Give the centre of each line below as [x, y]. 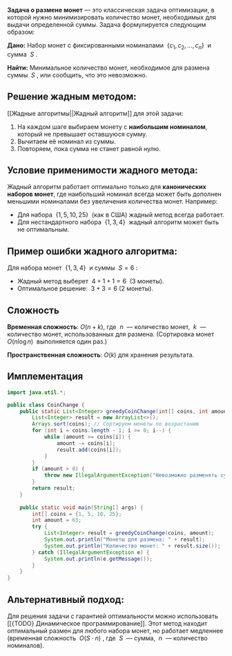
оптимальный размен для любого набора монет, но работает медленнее [115, 631]
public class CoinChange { [46, 405]
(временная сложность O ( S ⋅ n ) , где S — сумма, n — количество [108, 638]
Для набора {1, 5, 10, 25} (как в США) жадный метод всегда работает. [120, 215]
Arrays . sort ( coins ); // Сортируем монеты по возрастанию [115, 424]
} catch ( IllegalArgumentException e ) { [91, 552]
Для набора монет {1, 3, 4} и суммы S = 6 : [72, 268]
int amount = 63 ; [57, 520]
